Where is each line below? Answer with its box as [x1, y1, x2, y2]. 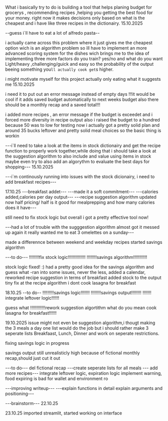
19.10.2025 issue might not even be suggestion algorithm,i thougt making [5, 320, 155, 326]
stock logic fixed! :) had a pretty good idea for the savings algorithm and [5, 264, 154, 270]
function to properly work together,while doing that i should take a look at [5, 148, 156, 154]
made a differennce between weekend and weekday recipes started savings [5, 239, 162, 245]
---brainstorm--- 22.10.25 [5, 400, 58, 406]
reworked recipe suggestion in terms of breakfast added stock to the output [5, 274, 161, 280]
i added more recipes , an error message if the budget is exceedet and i [5, 111, 153, 117]
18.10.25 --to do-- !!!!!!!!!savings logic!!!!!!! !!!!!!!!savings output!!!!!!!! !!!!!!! [5, 290, 151, 296]
